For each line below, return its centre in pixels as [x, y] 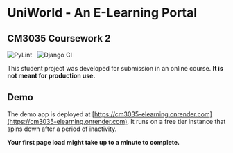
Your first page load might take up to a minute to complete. [94, 142]
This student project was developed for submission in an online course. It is [115, 68]
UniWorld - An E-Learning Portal [102, 13]
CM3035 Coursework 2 [59, 38]
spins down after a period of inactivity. [62, 129]
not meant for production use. [51, 75]
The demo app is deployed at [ [51, 114]
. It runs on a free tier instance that [176, 121]
